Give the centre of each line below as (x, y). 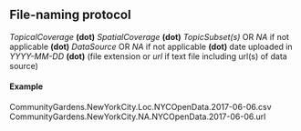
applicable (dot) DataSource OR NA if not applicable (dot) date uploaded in (151, 46)
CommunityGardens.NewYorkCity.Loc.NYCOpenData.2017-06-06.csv (140, 107)
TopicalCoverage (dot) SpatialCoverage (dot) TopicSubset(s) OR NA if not (150, 36)
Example (26, 86)
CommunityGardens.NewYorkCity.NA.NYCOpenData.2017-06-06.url (138, 116)
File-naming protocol (70, 15)
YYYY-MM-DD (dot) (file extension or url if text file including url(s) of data (148, 56)
